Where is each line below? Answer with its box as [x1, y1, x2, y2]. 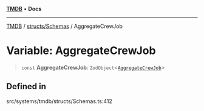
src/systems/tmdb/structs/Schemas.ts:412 [6, 97, 112, 105]
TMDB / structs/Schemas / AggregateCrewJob [6, 22, 123, 30]
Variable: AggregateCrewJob [6, 44, 156, 58]
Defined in [6, 81, 47, 92]
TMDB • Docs [6, 5, 42, 12]
